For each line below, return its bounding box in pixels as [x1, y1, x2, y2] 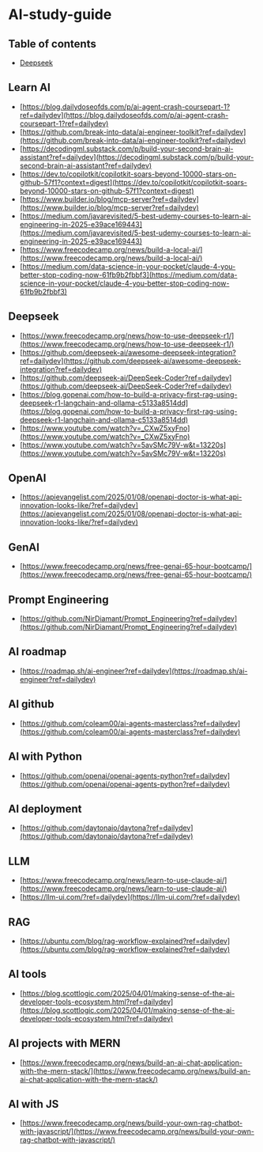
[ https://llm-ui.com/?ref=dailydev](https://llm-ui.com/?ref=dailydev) [19, 892, 241, 902]
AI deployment [8, 801, 82, 816]
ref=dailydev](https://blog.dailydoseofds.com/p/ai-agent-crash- [19, 110, 229, 119]
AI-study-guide [8, 6, 112, 24]
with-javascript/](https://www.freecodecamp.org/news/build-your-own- [19, 1127, 255, 1136]
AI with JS [8, 1097, 59, 1111]
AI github [8, 698, 54, 711]
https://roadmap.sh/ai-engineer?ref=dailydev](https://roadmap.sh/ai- [22, 666, 248, 676]
